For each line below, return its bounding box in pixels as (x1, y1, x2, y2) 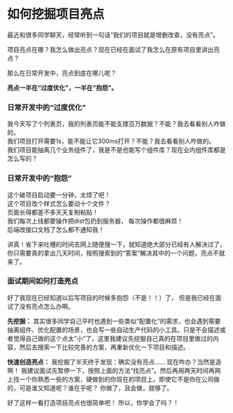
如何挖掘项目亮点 (7, 6, 105, 22)
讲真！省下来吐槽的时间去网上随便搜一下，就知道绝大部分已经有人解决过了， (7, 240, 226, 248)
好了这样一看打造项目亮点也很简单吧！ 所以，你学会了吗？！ (7, 398, 179, 407)
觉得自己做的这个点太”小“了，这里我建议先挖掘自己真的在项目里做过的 (12, 334, 214, 342)
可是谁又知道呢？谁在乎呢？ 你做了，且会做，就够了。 (19, 383, 173, 392)
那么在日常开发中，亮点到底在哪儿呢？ (7, 69, 116, 77)
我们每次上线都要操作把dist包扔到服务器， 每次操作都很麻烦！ (7, 217, 184, 225)
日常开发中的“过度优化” (7, 102, 87, 112)
